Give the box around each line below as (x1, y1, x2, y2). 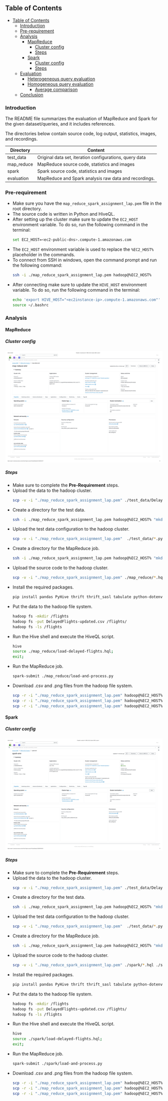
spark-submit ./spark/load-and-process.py (12, 1061, 102, 1066)
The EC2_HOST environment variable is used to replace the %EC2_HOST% (12, 246, 154, 252)
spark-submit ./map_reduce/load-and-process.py (12, 674, 113, 679)
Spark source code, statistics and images (37, 168, 122, 174)
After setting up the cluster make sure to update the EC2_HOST (12, 216, 138, 222)
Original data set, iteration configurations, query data (37, 154, 146, 160)
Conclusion (19, 92, 43, 98)
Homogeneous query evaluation (27, 81, 94, 87)
